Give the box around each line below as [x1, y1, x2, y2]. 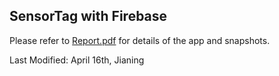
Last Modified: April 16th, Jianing [9, 54, 145, 66]
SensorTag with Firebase [9, 8, 168, 25]
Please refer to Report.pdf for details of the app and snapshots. [9, 34, 271, 46]
